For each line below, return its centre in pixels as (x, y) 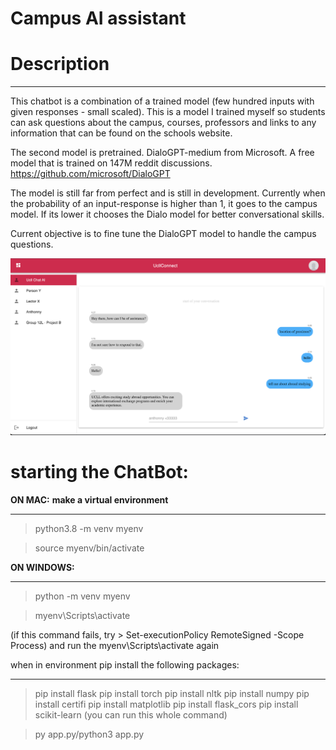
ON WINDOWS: (42, 568)
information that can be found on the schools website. (121, 133)
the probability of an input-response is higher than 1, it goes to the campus (164, 204)
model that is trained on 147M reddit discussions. (111, 163)
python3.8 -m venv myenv (89, 529)
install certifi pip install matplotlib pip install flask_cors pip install (166, 704)
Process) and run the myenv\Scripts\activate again (115, 646)
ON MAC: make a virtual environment (89, 500)
